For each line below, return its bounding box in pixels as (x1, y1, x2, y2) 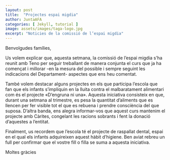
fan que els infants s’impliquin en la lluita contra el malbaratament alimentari (5, 86, 164, 92)
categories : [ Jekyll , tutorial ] (5, 21, 79, 27)
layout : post (5, 7, 33, 13)
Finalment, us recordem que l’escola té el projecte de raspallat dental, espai (5, 129, 163, 135)
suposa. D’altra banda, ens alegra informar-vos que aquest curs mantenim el (5, 108, 165, 114)
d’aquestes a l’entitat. (5, 119, 50, 124)
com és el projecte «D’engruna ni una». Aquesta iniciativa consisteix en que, (5, 92, 165, 98)
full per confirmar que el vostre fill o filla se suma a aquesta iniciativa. (5, 139, 151, 145)
